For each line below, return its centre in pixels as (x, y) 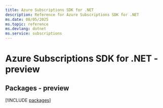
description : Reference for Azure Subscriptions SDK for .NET (72, 15)
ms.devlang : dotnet (26, 29)
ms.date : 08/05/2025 (27, 19)
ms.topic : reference (27, 24)
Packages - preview (37, 88)
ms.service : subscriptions (34, 33)
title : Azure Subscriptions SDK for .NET (50, 10)
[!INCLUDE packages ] (28, 100)
